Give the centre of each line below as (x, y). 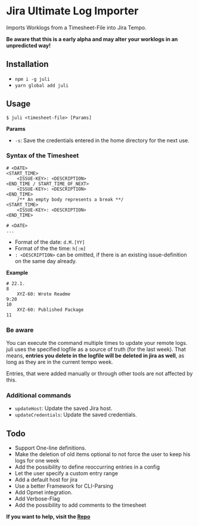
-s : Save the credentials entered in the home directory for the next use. (102, 140)
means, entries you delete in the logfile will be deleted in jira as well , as (95, 356)
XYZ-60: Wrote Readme (43, 294)
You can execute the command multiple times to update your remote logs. (97, 343)
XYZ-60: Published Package (50, 310)
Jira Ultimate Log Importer (72, 11)
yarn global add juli (41, 85)
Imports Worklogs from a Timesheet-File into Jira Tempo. (77, 27)
